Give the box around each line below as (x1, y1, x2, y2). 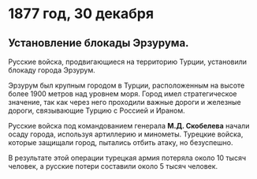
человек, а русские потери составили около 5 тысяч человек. (8, 162, 218, 170)
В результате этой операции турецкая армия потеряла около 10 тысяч (8, 153, 247, 162)
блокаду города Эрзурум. (8, 65, 96, 75)
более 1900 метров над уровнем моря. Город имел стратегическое (8, 89, 237, 99)
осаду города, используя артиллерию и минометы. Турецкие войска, (8, 129, 244, 139)
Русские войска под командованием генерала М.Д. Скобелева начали (8, 121, 250, 130)
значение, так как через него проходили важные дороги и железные (8, 98, 242, 106)
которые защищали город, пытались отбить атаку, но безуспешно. (8, 138, 233, 147)
